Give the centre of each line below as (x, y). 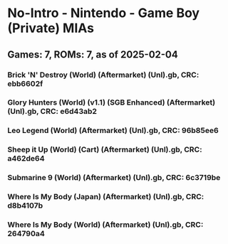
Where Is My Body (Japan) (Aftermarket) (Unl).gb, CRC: (106, 197)
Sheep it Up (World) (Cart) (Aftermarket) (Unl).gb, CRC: (105, 149)
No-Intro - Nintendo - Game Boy (104, 13)
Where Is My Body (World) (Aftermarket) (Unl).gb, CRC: (105, 225)
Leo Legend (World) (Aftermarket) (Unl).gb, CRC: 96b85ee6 (113, 131)
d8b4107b (25, 206)
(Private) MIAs (51, 28)
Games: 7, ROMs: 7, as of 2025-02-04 (93, 54)
